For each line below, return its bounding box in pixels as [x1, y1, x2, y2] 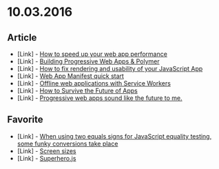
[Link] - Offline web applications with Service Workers [17, 79, 171, 87]
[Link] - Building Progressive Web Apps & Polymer [17, 57, 160, 66]
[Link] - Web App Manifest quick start [17, 72, 124, 80]
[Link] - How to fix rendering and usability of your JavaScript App [17, 65, 203, 72]
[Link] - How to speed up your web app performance [17, 50, 167, 58]
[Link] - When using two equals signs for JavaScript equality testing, [17, 132, 212, 140]
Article [7, 32, 37, 43]
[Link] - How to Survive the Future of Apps [17, 87, 138, 95]
